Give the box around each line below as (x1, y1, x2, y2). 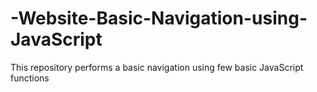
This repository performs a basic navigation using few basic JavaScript (10, 61, 304, 73)
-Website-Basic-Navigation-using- (10, 7, 308, 30)
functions (10, 72, 50, 84)
